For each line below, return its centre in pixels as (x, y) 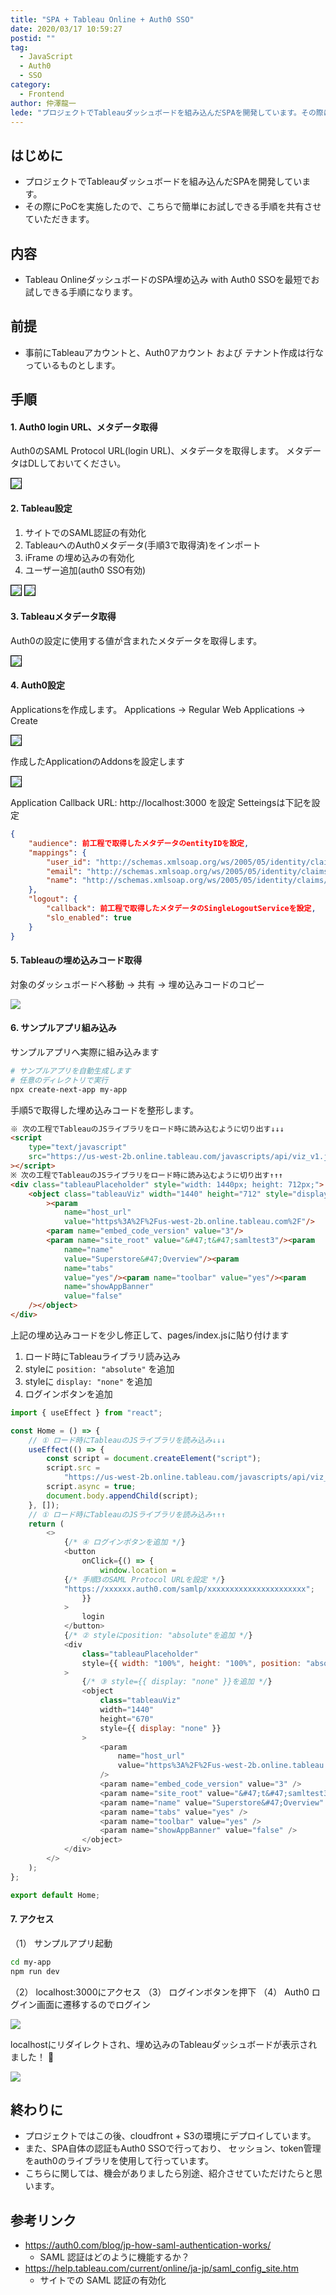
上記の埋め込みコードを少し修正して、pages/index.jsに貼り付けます (150, 1335)
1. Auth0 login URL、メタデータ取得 (84, 427)
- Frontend (42, 94)
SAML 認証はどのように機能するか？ (114, 2257)
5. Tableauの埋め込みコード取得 (76, 960)
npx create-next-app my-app (69, 1089)
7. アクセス (32, 1919)
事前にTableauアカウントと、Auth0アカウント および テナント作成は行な (174, 352)
